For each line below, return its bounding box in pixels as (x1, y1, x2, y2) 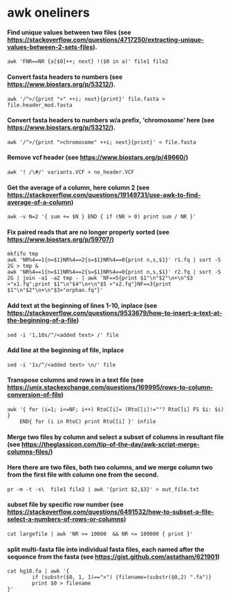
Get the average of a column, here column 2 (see (7, 183, 150, 192)
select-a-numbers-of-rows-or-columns (7, 515, 124, 524)
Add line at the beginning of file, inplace (7, 346, 124, 354)
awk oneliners (7, 5, 90, 21)
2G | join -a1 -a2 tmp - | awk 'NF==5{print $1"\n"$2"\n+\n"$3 (7, 275, 194, 282)
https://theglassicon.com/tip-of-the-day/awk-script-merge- (21, 440, 201, 448)
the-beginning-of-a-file (7, 316, 77, 324)
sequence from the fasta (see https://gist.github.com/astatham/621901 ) (7, 552, 220, 561)
